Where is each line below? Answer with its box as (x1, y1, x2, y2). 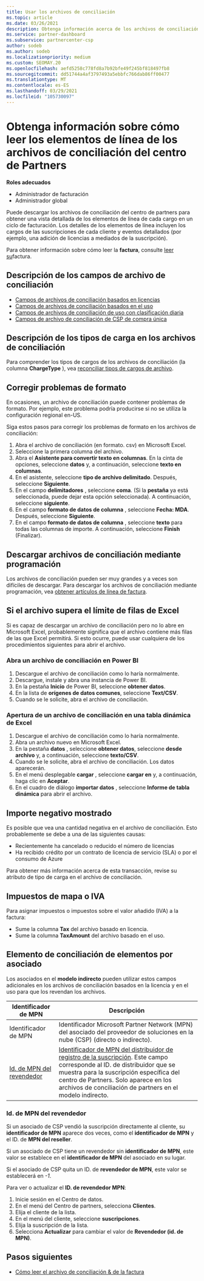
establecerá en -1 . (6, 1172, 52, 1180)
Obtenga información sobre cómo (6, 120, 180, 134)
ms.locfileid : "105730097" (6, 94, 75, 100)
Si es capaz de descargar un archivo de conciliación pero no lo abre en (6, 621, 185, 629)
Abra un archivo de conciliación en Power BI (6, 656, 138, 664)
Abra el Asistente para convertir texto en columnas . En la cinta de (15, 454, 183, 462)
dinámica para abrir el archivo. (15, 790, 93, 798)
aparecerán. (15, 765, 46, 772)
